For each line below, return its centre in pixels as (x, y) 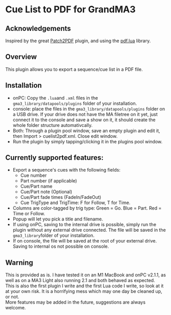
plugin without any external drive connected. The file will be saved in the (89, 230)
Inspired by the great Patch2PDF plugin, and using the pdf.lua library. (78, 41)
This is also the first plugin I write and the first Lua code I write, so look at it (84, 286)
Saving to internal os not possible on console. (61, 246)
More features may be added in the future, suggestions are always (76, 302)
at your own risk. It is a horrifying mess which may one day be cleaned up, (84, 291)
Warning (19, 262)
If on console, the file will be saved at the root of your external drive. (85, 241)
